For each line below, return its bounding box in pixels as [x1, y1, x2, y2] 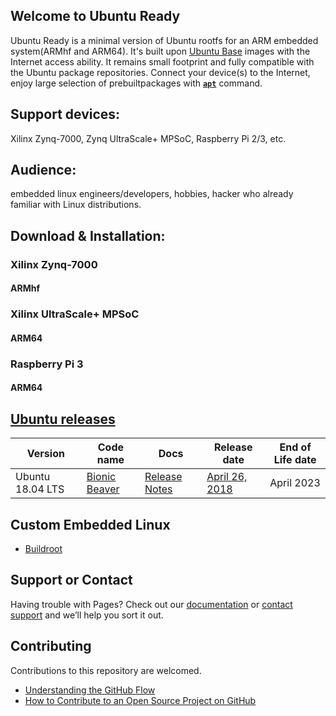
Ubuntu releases [10, 410, 116, 428]
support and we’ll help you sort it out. [10, 609, 164, 621]
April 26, [206, 470, 248, 484]
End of [279, 440, 312, 454]
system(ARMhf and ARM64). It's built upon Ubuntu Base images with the [10, 45, 311, 57]
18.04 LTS [15, 482, 65, 496]
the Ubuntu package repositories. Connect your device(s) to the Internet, [10, 66, 311, 78]
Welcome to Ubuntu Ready [10, 8, 181, 25]
